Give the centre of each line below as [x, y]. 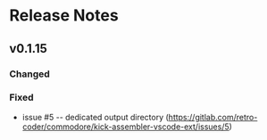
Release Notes [64, 16]
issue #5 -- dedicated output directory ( [96, 117]
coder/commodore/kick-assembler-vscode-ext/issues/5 [125, 127]
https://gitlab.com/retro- [213, 117]
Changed [30, 74]
